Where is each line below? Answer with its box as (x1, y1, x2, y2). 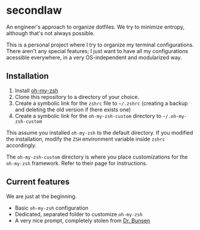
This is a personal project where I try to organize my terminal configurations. (6, 41, 194, 48)
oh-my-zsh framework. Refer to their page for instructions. (6, 159, 147, 167)
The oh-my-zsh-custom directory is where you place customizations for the (6, 153, 188, 160)
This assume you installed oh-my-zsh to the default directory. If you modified (6, 129, 193, 136)
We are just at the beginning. (6, 192, 77, 200)
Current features (6, 177, 70, 187)
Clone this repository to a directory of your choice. (14, 93, 139, 100)
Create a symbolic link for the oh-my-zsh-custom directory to (14, 112, 162, 119)
